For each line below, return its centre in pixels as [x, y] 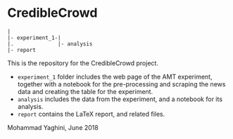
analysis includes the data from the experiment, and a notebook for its [120, 99]
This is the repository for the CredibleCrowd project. [83, 63]
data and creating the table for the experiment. [85, 91]
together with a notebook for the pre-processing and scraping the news [121, 84]
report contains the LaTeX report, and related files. [91, 114]
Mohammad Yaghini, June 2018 [53, 127]
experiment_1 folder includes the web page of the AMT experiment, [115, 77]
